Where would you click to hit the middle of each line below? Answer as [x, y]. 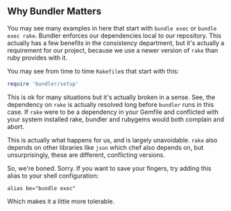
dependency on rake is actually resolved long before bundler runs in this [111, 104]
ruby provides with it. [37, 58]
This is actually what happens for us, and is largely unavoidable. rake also [112, 140]
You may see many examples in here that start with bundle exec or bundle [112, 28]
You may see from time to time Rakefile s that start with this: [93, 71]
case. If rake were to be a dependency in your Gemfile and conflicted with [113, 112]
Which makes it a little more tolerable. [61, 201]
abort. [16, 126]
